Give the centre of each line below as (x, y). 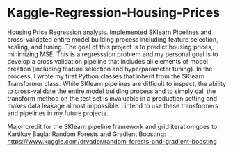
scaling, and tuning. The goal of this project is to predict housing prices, (110, 47)
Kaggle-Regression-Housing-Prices (114, 13)
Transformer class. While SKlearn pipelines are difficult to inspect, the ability (117, 83)
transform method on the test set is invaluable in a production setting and (112, 98)
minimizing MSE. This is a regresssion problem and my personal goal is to (113, 54)
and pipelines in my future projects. (58, 113)
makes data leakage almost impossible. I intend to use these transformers (113, 105)
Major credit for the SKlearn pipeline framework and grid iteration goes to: (113, 126)
